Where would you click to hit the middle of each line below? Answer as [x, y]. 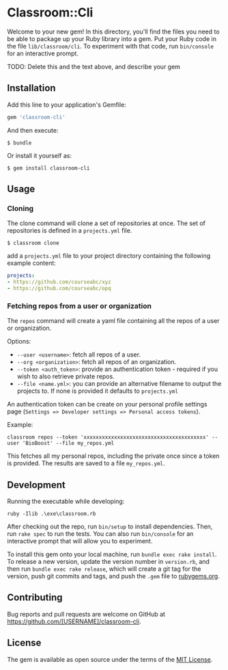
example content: [31, 263]
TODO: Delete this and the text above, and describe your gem [94, 66]
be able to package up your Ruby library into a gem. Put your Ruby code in [112, 38]
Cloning [20, 208]
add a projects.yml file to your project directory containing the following [109, 256]
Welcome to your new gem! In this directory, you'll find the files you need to [113, 31]
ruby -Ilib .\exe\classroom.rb [52, 514]
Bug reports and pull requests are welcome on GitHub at [86, 614]
